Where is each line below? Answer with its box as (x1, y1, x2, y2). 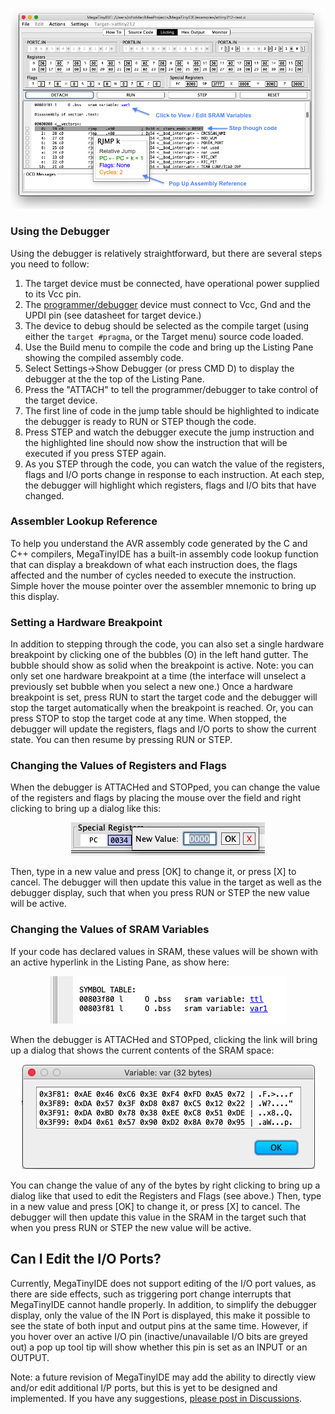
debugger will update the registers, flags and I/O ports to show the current (10, 723, 317, 735)
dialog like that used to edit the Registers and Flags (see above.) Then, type (10, 1189, 322, 1202)
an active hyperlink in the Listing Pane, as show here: (10, 956, 230, 968)
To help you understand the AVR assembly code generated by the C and (10, 537, 308, 549)
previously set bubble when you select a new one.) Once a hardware (10, 681, 293, 693)
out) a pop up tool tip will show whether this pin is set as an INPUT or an (10, 1341, 308, 1353)
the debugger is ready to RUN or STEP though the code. (24, 415, 257, 427)
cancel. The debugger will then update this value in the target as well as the (10, 876, 322, 888)
